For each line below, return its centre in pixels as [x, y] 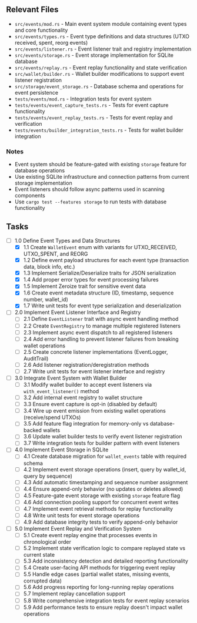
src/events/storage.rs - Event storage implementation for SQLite [94, 55]
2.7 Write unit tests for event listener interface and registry [94, 371]
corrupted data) [42, 581]
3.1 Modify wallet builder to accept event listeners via [87, 384]
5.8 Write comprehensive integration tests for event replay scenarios [106, 600]
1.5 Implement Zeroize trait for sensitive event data [84, 286]
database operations [40, 170]
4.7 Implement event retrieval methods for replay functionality [98, 508]
